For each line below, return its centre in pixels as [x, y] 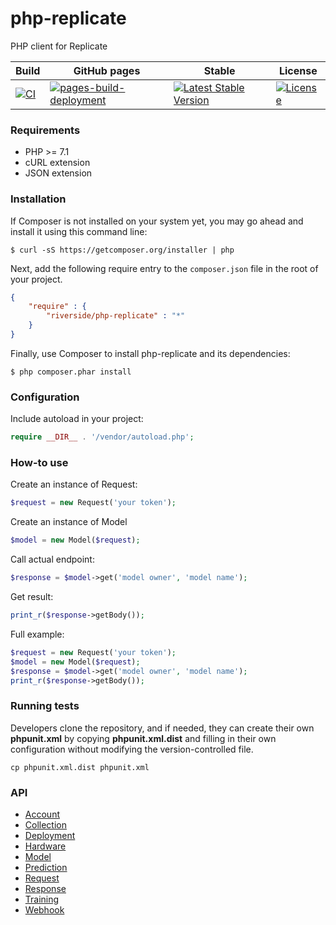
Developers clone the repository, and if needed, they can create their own [162, 728]
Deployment [50, 835]
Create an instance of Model [69, 522]
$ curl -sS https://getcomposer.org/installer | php [122, 250]
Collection [45, 824]
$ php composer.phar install [71, 372]
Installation [38, 199]
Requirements [45, 130]
